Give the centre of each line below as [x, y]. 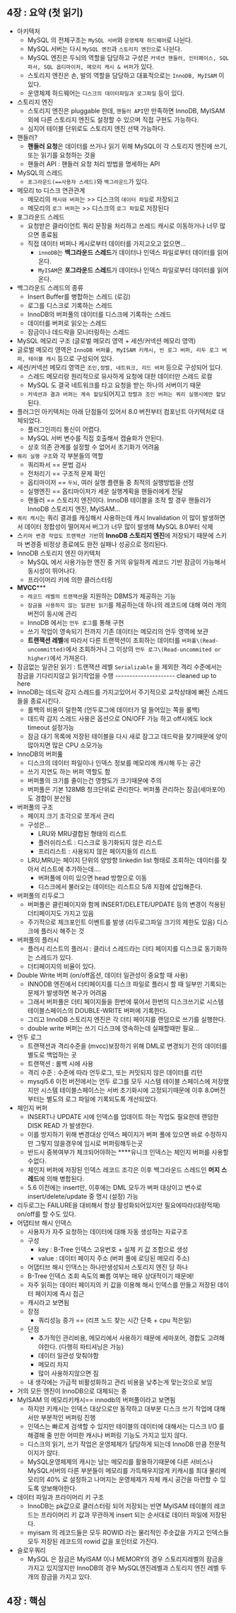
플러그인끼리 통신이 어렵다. [64, 429]
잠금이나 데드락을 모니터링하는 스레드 [78, 332]
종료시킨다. [45, 701]
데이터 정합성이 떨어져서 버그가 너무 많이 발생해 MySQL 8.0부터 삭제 [119, 527]
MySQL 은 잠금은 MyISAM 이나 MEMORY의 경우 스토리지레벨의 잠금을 [125, 1559]
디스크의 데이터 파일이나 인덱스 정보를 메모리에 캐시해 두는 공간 [114, 762]
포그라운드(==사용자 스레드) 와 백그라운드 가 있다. [88, 181]
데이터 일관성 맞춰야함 [69, 1355]
